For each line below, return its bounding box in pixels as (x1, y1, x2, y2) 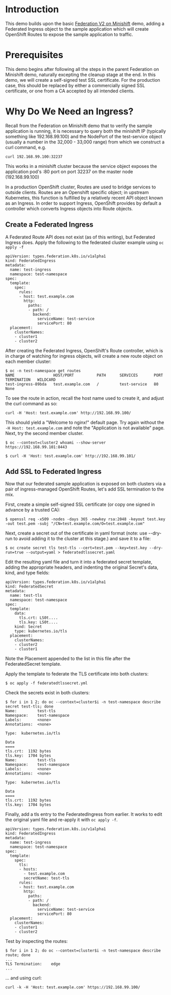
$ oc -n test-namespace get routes (5, 368, 81, 373)
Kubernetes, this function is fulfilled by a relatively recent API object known (5, 195, 163, 201)
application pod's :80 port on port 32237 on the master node (5, 168, 133, 175)
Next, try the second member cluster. (5, 430, 84, 436)
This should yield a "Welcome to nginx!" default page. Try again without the (5, 419, 164, 425)
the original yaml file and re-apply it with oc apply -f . (5, 817, 118, 823)
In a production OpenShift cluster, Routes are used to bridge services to (5, 184, 156, 190)
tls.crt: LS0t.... (18, 615, 58, 621)
